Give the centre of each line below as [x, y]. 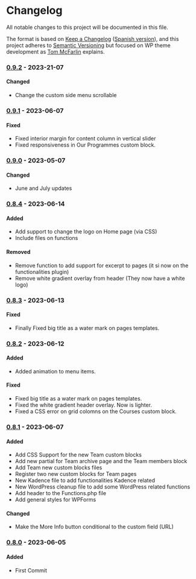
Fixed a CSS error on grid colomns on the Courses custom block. [96, 411]
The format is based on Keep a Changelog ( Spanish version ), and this [93, 39]
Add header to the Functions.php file [61, 493]
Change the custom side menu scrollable [66, 95]
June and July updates [43, 188]
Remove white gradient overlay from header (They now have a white [100, 278]
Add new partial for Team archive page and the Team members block [101, 461]
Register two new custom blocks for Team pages [76, 474]
